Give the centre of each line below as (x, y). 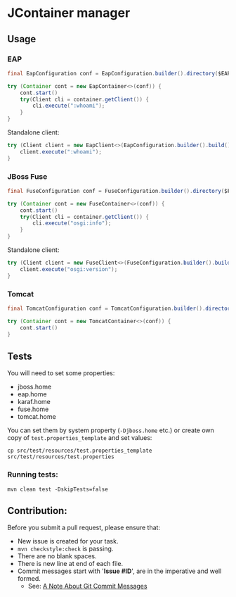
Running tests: (33, 475)
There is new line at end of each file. (70, 564)
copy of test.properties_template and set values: (80, 438)
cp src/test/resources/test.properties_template (80, 451)
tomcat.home (37, 417)
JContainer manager (69, 13)
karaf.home (34, 402)
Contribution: (38, 511)
